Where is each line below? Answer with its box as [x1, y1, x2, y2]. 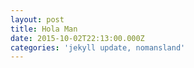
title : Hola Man [10, 24, 78, 34]
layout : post [10, 14, 65, 25]
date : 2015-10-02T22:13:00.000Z [10, 33, 145, 43]
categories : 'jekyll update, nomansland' [10, 42, 186, 53]
